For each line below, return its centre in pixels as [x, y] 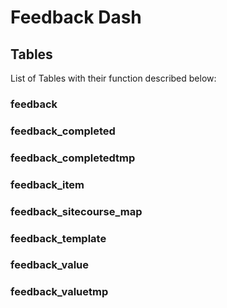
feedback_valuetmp [59, 292]
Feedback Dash [76, 17]
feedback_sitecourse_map [76, 211]
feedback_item [47, 184]
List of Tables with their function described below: [113, 78]
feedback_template [58, 238]
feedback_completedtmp [73, 158]
